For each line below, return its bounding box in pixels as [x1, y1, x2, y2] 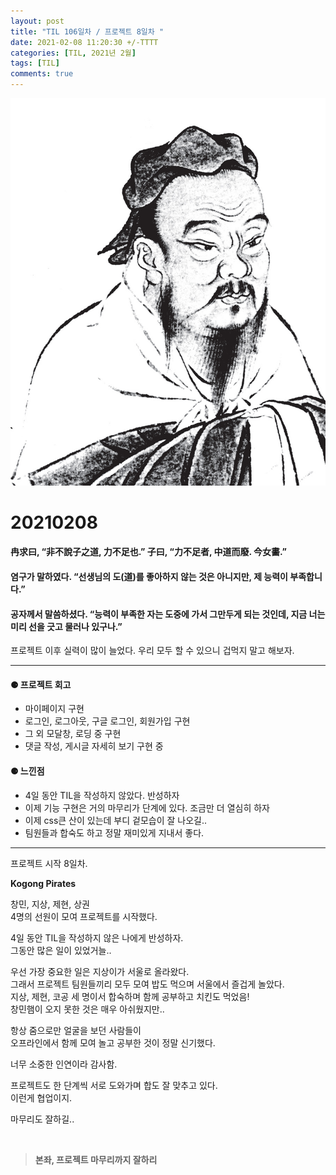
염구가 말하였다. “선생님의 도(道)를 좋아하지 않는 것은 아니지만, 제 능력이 [10, 570, 288, 582]
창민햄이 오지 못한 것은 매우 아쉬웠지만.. [10, 1003, 165, 1015]
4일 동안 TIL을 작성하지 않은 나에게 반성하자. [10, 931, 184, 944]
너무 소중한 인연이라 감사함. [10, 1058, 118, 1070]
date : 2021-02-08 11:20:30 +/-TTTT [10, 37, 159, 47]
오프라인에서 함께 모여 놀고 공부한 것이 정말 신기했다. [10, 1036, 216, 1049]
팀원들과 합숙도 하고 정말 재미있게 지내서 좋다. [24, 826, 205, 839]
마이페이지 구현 [24, 703, 85, 715]
